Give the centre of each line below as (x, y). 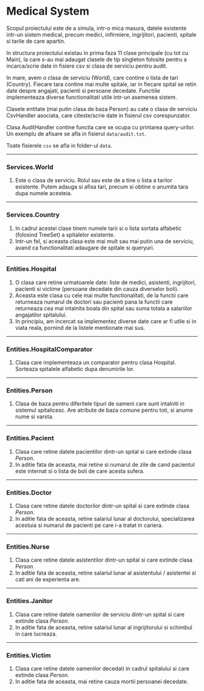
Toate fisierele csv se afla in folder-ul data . (59, 145)
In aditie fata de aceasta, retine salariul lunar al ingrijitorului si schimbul (104, 627)
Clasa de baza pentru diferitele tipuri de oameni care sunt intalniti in (100, 404)
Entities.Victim (29, 655)
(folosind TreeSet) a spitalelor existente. (65, 235)
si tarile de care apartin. (36, 41)
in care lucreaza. (36, 634)
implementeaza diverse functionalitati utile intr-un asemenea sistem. (92, 97)
